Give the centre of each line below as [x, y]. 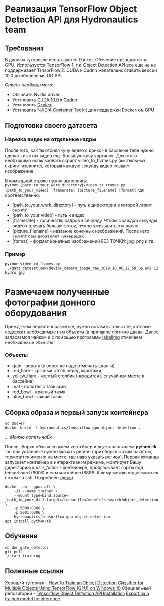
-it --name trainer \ [36, 491]
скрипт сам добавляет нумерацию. [49, 236]
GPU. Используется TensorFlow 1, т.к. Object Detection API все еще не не [81, 65]
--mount [21, 496]
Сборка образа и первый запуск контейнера [77, 412]
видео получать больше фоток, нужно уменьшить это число [75, 225]
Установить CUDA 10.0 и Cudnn [44, 100]
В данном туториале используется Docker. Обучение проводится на [76, 60]
